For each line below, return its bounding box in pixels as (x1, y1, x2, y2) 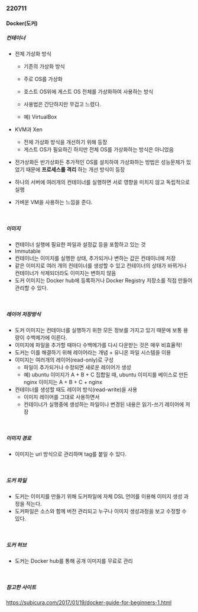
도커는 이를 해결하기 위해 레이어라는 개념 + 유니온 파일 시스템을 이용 (14, 349, 171, 356)
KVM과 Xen (14, 126, 43, 133)
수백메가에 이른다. (25, 334, 67, 341)
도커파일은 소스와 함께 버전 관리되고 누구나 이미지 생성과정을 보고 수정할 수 (14, 508, 187, 515)
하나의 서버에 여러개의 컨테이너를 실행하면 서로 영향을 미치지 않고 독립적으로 (14, 179, 190, 186)
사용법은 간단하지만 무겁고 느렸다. (23, 101, 102, 108)
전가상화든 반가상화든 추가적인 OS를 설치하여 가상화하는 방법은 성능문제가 (14, 158, 185, 166)
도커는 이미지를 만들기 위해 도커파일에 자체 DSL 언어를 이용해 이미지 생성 (14, 493, 183, 500)
